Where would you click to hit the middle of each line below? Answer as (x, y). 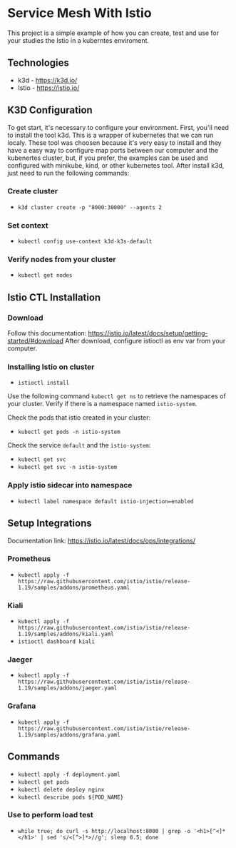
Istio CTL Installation (54, 297)
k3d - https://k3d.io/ (47, 80)
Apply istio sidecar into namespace (70, 485)
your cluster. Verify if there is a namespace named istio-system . (102, 404)
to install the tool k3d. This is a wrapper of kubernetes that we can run (111, 135)
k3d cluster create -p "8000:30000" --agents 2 (89, 207)
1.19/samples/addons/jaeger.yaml (67, 688)
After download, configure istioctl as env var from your (145, 341)
